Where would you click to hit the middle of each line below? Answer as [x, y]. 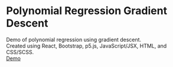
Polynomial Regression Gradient [86, 11]
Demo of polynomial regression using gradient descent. [74, 39]
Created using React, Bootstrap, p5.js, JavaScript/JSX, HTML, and [86, 46]
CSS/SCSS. [20, 52]
